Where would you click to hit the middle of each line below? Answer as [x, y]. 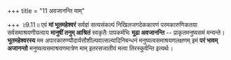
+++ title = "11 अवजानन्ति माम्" [46, 11]
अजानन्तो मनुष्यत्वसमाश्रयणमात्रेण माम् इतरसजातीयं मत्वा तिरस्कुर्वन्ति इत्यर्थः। [90, 48]
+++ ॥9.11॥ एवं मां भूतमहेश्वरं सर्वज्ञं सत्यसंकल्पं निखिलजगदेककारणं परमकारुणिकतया [103, 25]
